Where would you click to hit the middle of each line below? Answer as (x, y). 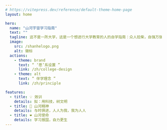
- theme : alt (28, 74)
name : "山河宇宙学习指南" (33, 28)
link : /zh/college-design (45, 69)
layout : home (19, 14)
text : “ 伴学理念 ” (37, 79)
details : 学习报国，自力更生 (41, 120)
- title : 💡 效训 (26, 97)
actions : (19, 56)
